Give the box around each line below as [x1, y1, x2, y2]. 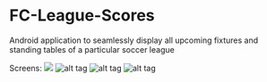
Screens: [9, 62, 43, 73]
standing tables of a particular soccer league [9, 44, 175, 54]
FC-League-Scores [9, 5, 155, 26]
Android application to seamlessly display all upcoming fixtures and [9, 35, 259, 45]
